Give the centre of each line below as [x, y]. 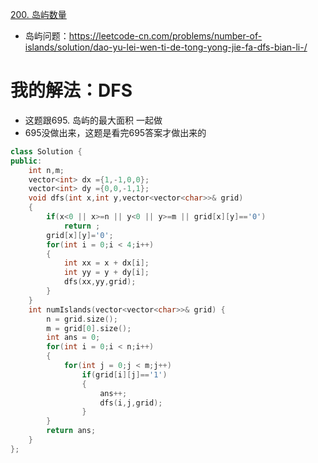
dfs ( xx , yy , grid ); [100, 282]
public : [26, 161]
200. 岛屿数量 [38, 14]
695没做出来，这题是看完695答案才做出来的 [115, 132]
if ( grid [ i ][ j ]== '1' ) [124, 374]
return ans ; [71, 431]
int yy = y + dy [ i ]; [106, 273]
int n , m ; [46, 170]
